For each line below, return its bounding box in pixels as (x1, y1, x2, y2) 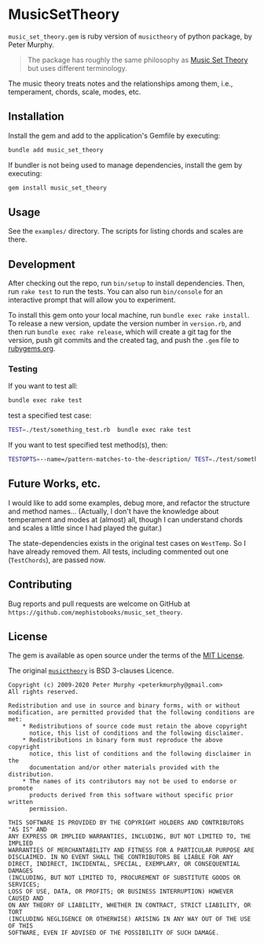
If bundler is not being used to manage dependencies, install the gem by (8, 160, 243, 170)
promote (8, 784, 34, 792)
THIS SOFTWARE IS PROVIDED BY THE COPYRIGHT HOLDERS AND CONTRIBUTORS (8, 819, 244, 827)
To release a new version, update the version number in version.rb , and (8, 319, 242, 328)
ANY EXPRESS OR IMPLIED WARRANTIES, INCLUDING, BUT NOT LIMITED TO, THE (8, 832, 251, 841)
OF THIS (8, 922, 34, 930)
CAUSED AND (8, 894, 44, 902)
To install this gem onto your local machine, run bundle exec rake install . (8, 311, 250, 320)
